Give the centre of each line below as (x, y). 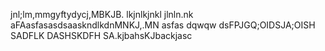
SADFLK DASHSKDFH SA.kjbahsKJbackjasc (101, 35)
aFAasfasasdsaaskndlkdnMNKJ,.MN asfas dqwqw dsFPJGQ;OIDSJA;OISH (163, 25)
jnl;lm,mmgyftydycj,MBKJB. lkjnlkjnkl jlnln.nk (102, 14)
